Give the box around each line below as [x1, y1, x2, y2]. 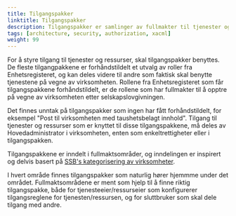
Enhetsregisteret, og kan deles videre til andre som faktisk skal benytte [7, 71, 213, 79]
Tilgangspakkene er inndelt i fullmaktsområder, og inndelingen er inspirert [7, 150, 221, 158]
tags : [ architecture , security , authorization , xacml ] [7, 29, 171, 37]
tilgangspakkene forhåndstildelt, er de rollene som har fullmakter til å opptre [7, 86, 227, 94]
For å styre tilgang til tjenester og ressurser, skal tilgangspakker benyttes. [7, 55, 220, 64]
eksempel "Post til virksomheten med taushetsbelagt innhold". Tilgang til [7, 114, 218, 123]
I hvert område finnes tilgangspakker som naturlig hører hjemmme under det [7, 171, 229, 180]
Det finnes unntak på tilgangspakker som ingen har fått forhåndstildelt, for [7, 107, 222, 115]
